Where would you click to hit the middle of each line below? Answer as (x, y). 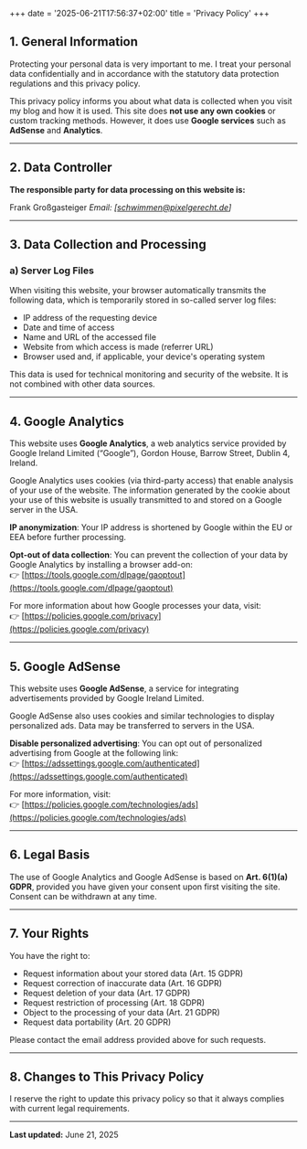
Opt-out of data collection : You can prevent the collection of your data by (149, 555)
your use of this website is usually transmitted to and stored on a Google (146, 500)
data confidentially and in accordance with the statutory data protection (144, 73)
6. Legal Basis (50, 855)
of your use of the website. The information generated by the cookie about (150, 490)
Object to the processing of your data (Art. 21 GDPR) (122, 1012)
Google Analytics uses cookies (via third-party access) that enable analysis (152, 481)
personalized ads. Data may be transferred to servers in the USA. (132, 725)
